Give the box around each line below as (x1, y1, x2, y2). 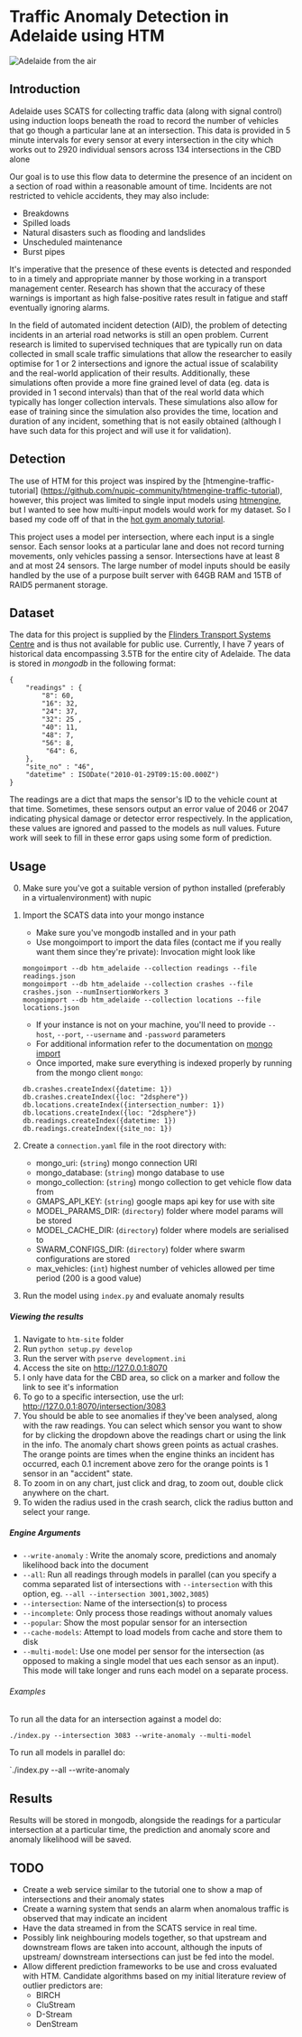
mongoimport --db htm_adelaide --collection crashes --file (22, 980, 253, 989)
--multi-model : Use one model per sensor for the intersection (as (22, 1646, 265, 1657)
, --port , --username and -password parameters (52, 1029, 226, 1040)
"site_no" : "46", (25, 762, 95, 771)
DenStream (35, 2018, 78, 2029)
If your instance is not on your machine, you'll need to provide (35, 1019, 266, 1031)
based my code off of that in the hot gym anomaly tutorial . (9, 513, 225, 525)
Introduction (9, 81, 81, 97)
